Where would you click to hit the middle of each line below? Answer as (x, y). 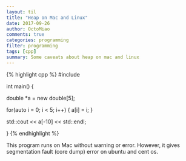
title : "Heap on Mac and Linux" (47, 18)
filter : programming (32, 46)
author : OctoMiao (28, 29)
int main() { (20, 86)
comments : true (25, 35)
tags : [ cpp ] (21, 52)
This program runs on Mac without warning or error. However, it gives (93, 145)
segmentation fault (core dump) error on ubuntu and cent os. (82, 151)
